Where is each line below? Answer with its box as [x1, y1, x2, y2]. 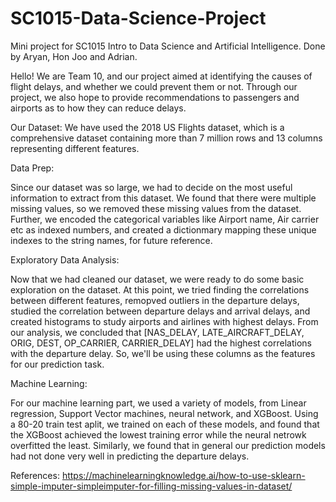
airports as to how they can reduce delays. [10, 102, 187, 114]
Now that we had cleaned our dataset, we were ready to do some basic [10, 273, 305, 285]
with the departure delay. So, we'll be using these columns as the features [10, 347, 316, 359]
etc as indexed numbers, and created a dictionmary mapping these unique [10, 223, 317, 236]
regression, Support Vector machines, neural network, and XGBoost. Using [10, 407, 319, 419]
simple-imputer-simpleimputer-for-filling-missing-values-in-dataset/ [10, 480, 293, 492]
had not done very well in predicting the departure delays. [10, 450, 250, 462]
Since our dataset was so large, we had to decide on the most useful [10, 181, 293, 193]
